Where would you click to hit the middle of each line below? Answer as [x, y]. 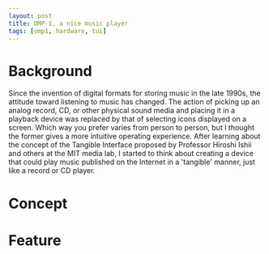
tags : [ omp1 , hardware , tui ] [58, 31]
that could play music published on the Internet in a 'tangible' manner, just [132, 162]
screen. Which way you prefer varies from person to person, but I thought [132, 128]
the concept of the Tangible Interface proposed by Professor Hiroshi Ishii [130, 145]
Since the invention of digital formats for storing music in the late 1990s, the [134, 93]
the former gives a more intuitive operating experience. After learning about [134, 136]
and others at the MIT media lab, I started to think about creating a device [131, 154]
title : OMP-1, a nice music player [68, 23]
